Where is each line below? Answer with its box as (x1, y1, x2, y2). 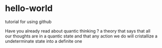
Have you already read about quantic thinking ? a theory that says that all (5, 28, 151, 34)
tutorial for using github (5, 19, 52, 24)
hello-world (5, 3, 53, 14)
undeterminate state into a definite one (5, 38, 82, 44)
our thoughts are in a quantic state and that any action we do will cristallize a (5, 33, 158, 39)
